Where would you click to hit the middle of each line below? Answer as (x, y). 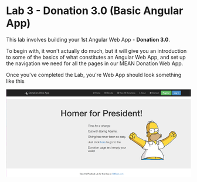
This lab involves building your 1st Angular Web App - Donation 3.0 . (88, 39)
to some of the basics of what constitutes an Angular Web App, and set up (96, 57)
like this (15, 81)
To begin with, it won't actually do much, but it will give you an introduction (96, 50)
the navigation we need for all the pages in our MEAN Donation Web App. (95, 63)
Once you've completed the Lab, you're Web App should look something (94, 75)
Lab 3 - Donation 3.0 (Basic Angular (95, 11)
